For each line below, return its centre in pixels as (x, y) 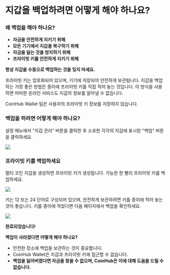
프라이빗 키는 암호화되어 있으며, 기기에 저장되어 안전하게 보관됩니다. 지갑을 (79, 80)
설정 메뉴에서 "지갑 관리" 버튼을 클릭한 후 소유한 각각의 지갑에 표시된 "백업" (80, 130)
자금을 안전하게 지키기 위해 (39, 40)
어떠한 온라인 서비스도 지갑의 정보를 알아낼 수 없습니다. (69, 93)
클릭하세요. (22, 137)
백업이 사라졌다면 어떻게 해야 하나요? (41, 237)
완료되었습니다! (20, 227)
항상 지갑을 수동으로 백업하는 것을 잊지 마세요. (50, 70)
